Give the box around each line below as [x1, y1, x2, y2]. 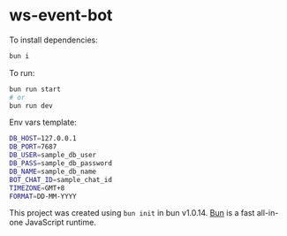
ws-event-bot [9, 5, 113, 26]
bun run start [9, 85, 62, 94]
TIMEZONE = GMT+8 [9, 183, 65, 193]
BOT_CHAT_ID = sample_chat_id [9, 175, 113, 184]
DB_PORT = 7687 [9, 142, 57, 151]
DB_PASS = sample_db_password [9, 159, 113, 168]
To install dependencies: [9, 34, 99, 45]
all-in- [256, 208, 279, 218]
